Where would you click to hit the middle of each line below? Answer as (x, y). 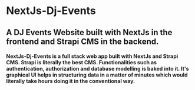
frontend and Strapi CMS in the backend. (82, 41)
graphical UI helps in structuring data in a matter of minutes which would (97, 75)
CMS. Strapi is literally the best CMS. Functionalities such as (82, 63)
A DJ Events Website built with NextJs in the (89, 32)
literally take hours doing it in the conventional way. (71, 81)
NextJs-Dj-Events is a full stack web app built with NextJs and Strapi (92, 56)
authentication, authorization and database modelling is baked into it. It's (98, 69)
